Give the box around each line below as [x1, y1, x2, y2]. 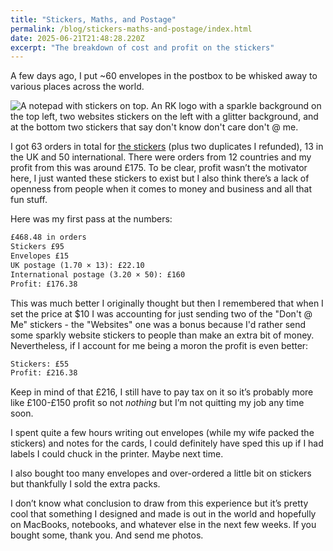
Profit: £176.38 [10, 279, 78, 289]
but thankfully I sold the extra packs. [10, 478, 161, 490]
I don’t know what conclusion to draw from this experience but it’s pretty [10, 497, 309, 510]
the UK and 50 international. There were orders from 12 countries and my [10, 151, 312, 163]
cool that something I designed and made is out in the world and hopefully [10, 508, 317, 520]
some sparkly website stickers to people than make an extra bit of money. [10, 329, 315, 341]
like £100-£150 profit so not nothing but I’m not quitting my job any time [10, 397, 305, 409]
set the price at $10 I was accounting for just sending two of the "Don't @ [10, 307, 313, 320]
